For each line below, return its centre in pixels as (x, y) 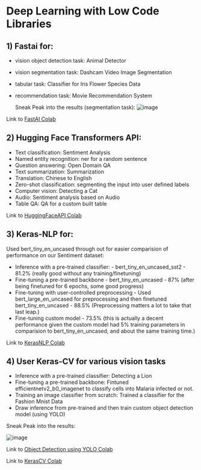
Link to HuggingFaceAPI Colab (44, 215)
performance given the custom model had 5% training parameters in (100, 324)
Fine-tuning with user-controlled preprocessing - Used (83, 292)
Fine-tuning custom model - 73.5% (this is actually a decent (89, 318)
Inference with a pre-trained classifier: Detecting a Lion (83, 376)
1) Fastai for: (30, 46)
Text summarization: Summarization (59, 171)
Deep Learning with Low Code (83, 11)
